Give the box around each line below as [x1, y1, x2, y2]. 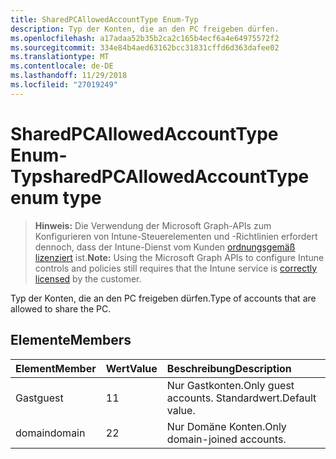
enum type [10, 186, 102, 209]
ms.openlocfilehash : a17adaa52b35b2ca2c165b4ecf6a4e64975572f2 [10, 33, 280, 43]
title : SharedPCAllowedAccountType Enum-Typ [10, 14, 199, 25]
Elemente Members [10, 332, 132, 349]
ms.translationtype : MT [10, 52, 110, 62]
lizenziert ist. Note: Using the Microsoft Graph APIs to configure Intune [34, 251, 325, 263]
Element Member [15, 361, 97, 375]
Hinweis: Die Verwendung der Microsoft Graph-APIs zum [34, 219, 272, 231]
